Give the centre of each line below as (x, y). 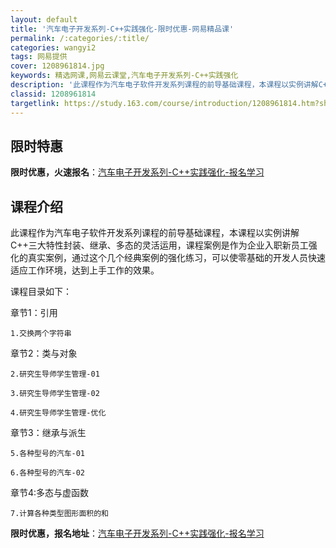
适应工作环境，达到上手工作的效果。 (85, 270)
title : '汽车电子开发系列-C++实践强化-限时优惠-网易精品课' (122, 29)
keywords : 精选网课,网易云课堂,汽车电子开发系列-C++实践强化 (124, 76)
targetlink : (35, 103)
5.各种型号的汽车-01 (48, 454)
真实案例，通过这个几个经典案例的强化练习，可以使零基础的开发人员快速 (176, 258)
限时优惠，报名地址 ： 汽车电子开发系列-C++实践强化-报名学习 (137, 533)
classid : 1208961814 (53, 94)
